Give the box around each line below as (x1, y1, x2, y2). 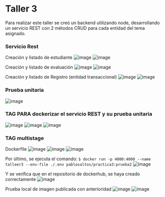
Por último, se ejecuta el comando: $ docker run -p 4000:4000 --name (5, 156, 151, 162)
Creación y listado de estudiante (5, 54, 73, 60)
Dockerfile (5, 146, 27, 152)
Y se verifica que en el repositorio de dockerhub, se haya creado (5, 171, 140, 177)
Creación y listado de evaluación (5, 64, 73, 71)
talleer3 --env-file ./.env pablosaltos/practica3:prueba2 (5, 162, 132, 167)
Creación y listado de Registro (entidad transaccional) (5, 74, 117, 80)
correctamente (5, 176, 36, 182)
